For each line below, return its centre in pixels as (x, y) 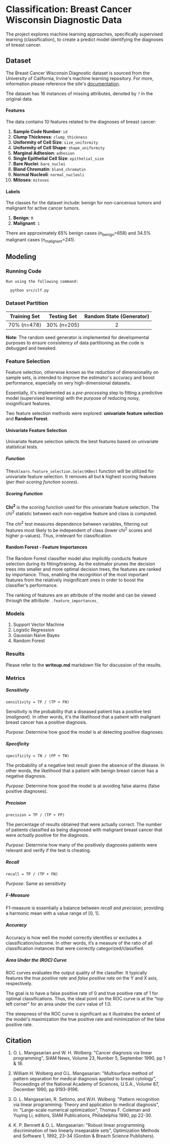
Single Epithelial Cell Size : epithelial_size (58, 158)
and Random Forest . (27, 419)
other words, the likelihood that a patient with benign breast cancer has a (82, 771)
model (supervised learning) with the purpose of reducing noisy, (73, 398)
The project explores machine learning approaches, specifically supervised (84, 34)
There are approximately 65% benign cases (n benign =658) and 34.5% (78, 234)
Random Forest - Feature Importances (47, 547)
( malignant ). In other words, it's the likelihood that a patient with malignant (83, 717)
